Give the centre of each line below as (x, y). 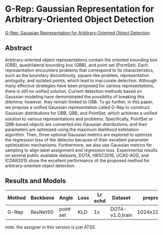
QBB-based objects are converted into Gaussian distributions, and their (76, 124)
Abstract (19, 48)
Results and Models (36, 181)
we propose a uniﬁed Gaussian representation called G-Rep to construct (77, 107)
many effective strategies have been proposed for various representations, (80, 86)
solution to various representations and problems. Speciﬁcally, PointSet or (79, 119)
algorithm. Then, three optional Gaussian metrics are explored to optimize (79, 134)
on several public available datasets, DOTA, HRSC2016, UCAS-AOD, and (77, 155)
